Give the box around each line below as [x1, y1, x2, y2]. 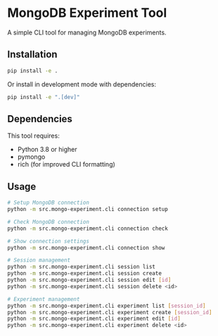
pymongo [17, 153, 46, 161]
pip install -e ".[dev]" [7, 93, 80, 101]
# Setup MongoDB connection [7, 199, 90, 207]
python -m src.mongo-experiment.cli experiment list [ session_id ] [7, 302, 206, 309]
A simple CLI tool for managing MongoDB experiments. [7, 28, 167, 37]
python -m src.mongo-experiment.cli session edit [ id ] [7, 276, 172, 283]
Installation [7, 49, 58, 60]
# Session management [7, 257, 71, 264]
